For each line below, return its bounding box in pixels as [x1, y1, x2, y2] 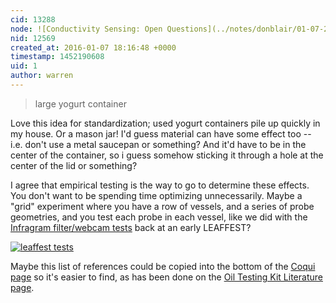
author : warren [10, 71, 74, 81]
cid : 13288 [10, 14, 56, 25]
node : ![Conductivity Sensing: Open [10, 24, 163, 34]
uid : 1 [10, 61, 38, 71]
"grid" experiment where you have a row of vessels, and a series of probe [10, 200, 315, 212]
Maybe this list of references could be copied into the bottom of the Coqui [10, 260, 316, 272]
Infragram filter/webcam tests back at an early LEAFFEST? [10, 221, 252, 233]
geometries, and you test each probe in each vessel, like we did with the [10, 211, 308, 223]
